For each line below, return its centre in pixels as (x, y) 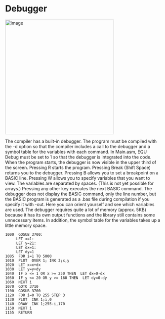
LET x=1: (25, 239)
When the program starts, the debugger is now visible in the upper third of (81, 162)
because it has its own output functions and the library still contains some (80, 215)
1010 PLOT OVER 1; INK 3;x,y (37, 261)
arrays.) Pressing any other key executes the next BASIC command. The (79, 188)
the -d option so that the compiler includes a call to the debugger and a (78, 146)
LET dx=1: (26, 247)
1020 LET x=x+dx (23, 265)
